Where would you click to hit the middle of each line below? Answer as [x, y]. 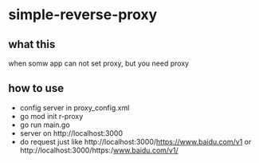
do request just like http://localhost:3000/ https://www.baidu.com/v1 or [135, 141]
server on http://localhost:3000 [71, 133]
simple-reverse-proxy [83, 15]
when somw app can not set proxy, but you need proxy [99, 63]
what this [32, 44]
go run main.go [45, 125]
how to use [36, 88]
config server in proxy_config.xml [75, 107]
